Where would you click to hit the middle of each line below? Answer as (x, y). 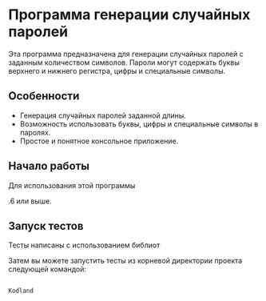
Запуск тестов (46, 226)
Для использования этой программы (72, 185)
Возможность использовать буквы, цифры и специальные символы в (139, 124)
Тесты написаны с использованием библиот (84, 245)
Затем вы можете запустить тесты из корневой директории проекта (125, 261)
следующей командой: (47, 269)
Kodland (21, 291)
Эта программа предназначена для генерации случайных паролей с (126, 54)
